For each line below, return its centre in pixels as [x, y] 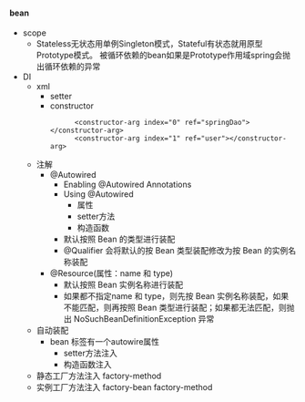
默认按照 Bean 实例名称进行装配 [123, 285]
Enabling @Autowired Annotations [127, 185]
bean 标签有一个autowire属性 [105, 342]
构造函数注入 [87, 365]
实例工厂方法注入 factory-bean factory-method [124, 387]
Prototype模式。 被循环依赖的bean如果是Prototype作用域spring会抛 [163, 56]
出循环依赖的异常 [68, 67]
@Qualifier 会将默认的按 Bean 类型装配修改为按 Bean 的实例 [176, 251]
